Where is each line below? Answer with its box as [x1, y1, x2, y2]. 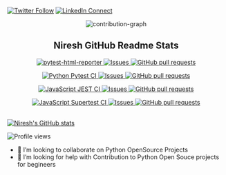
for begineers [17, 160, 57, 168]
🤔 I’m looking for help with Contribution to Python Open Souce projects [17, 152, 220, 161]
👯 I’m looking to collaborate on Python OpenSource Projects [17, 145, 189, 154]
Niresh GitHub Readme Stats [53, 40, 179, 52]
